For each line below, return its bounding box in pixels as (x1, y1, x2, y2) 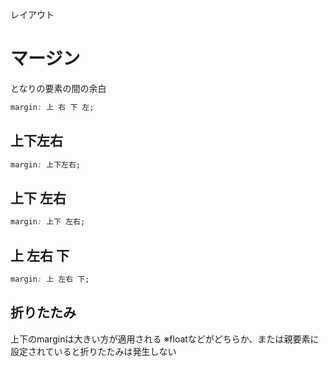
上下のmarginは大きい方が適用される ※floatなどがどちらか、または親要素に (10, 333, 320, 345)
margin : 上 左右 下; (10, 274, 90, 284)
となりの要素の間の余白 (10, 82, 107, 94)
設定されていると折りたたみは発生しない (10, 345, 177, 357)
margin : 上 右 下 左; (10, 102, 95, 112)
